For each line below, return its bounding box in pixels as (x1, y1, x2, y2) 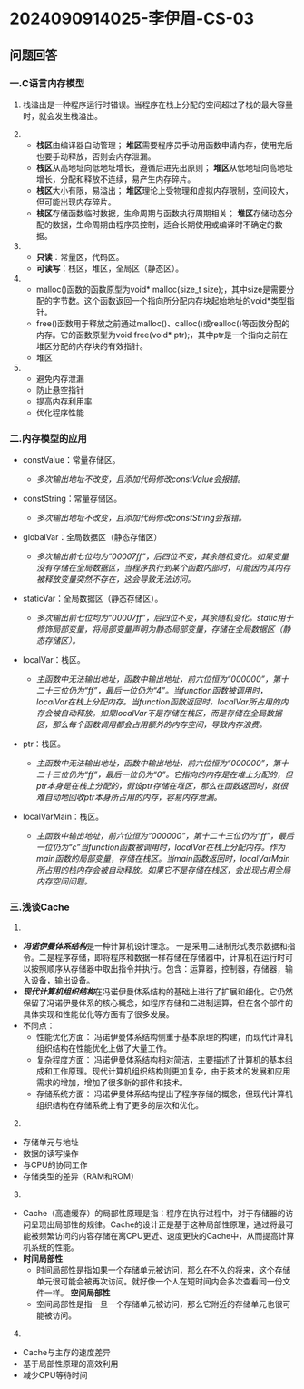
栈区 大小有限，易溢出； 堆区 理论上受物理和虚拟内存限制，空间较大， (35, 185, 293, 195)
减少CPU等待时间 (22, 1370, 88, 1381)
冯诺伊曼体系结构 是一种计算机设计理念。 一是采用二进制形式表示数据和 (22, 941, 288, 952)
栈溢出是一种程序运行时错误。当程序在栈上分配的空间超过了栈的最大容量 (22, 99, 293, 110)
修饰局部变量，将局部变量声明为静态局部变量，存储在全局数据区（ (35, 624, 283, 635)
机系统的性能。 (22, 1242, 79, 1253)
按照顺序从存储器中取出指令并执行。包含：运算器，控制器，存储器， (30, 964, 286, 974)
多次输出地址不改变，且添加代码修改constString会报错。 (35, 513, 247, 524)
